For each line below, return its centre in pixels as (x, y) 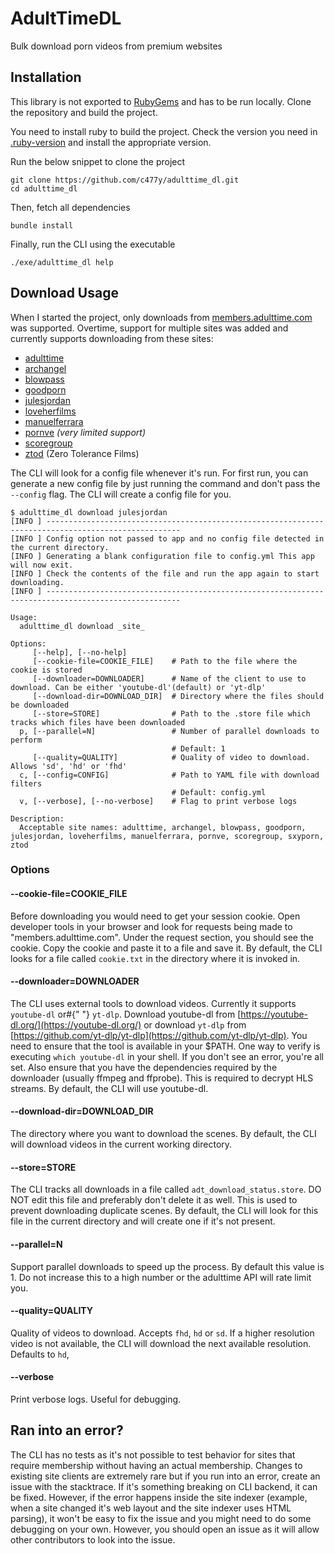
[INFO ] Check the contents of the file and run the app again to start (165, 573)
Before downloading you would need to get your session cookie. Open (155, 916)
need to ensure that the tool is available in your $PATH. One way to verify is (165, 1046)
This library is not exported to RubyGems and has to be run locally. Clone (161, 101)
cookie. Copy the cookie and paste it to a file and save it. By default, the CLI (166, 948)
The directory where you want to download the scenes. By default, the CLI (163, 1134)
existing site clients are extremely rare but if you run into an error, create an (165, 1476)
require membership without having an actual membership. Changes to (156, 1465)
